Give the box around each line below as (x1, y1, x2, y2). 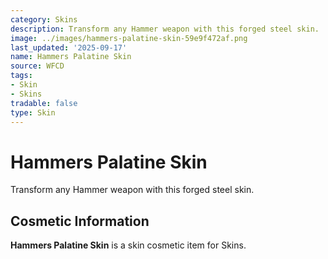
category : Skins (10, 14, 78, 25)
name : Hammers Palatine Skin (10, 52, 132, 62)
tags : (10, 71, 33, 81)
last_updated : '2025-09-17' (10, 42, 128, 53)
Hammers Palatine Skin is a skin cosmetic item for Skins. (10, 239, 247, 251)
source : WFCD (10, 61, 65, 71)
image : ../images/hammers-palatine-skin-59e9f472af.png (10, 33, 248, 43)
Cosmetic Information (10, 212, 150, 230)
